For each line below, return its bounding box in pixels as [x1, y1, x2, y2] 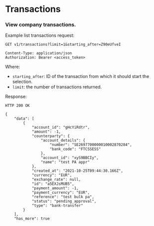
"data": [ [14, 116, 35, 121]
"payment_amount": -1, [31, 186, 79, 191]
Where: [5, 64, 20, 70]
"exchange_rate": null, [31, 177, 81, 182]
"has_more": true [14, 216, 50, 222]
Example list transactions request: [5, 32, 75, 38]
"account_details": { [40, 138, 85, 143]
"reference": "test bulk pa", [31, 195, 94, 200]
